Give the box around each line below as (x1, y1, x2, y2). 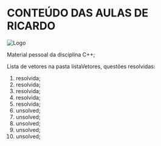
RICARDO (7, 19, 56, 33)
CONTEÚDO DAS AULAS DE (7, 6, 149, 20)
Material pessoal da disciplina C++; (7, 50, 95, 58)
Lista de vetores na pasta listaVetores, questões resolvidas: (7, 63, 156, 70)
